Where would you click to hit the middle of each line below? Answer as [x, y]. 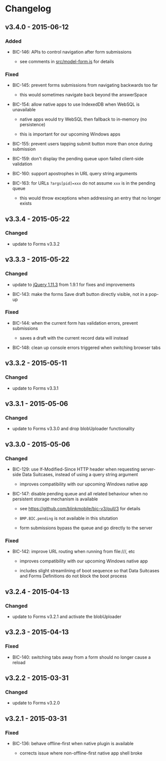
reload [19, 662]
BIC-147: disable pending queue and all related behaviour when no [80, 493]
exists [26, 204]
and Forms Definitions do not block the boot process [73, 576]
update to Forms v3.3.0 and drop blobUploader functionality [73, 429]
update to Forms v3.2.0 [36, 703]
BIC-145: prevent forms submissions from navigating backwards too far [85, 85]
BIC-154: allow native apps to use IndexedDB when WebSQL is [76, 104]
